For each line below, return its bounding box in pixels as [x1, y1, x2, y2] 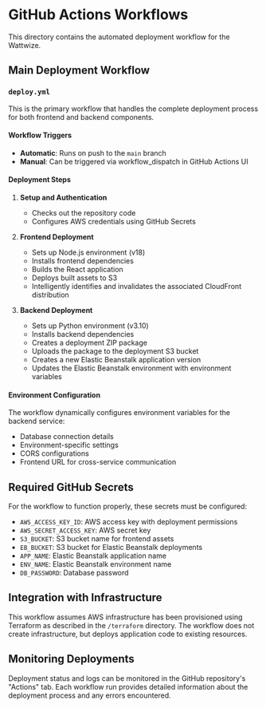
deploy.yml [8, 88, 50, 97]
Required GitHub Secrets [8, 481, 134, 494]
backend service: [8, 417, 65, 426]
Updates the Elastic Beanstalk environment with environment [31, 363, 232, 373]
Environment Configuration [8, 390, 101, 400]
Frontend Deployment [19, 232, 94, 242]
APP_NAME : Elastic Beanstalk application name [19, 551, 167, 560]
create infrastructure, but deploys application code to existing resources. [8, 629, 248, 639]
